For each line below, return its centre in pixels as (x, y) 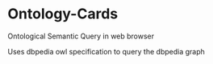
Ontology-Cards (63, 14)
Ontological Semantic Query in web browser (81, 36)
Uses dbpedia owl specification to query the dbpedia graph (106, 51)
